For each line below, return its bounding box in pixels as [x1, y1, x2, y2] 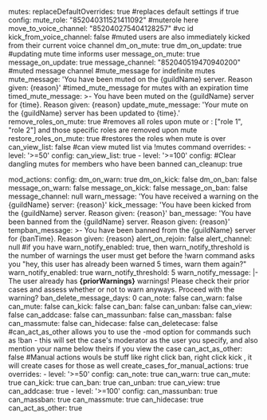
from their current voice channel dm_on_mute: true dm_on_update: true [8, 41, 242, 50]
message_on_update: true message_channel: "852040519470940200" [8, 57, 241, 67]
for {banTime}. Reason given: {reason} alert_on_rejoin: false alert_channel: [8, 234, 253, 243]
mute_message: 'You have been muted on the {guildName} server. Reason [8, 75, 253, 84]
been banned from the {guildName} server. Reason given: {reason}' [8, 217, 230, 226]
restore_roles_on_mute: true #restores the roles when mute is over [8, 134, 226, 143]
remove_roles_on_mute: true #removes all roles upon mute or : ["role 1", [8, 117, 243, 126]
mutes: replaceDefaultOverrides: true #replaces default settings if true [8, 7, 239, 16]
